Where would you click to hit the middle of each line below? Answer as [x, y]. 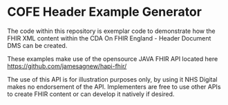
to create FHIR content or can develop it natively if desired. [91, 94]
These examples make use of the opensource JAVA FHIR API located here [113, 58]
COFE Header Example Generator [105, 12]
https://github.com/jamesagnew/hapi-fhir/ [67, 66]
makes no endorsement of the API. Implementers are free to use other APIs [114, 86]
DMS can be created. [37, 45]
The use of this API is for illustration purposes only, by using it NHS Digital [112, 79]
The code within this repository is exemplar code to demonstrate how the [111, 31]
